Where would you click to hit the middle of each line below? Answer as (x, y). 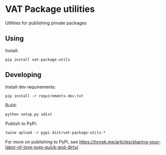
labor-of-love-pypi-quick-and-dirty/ (42, 147)
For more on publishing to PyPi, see (42, 142)
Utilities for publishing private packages (46, 23)
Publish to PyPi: (21, 123)
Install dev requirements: (31, 87)
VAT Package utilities (50, 9)
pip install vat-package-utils (38, 60)
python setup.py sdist (29, 114)
